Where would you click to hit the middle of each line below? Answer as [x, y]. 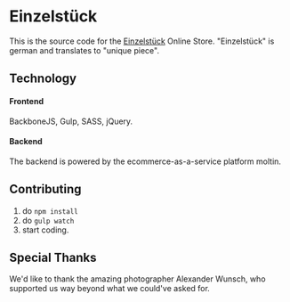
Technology [43, 79]
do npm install [50, 210]
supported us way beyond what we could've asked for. [110, 289]
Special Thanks [53, 257]
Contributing [45, 189]
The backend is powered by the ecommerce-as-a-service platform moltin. [145, 161]
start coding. [45, 230]
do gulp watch [48, 220]
